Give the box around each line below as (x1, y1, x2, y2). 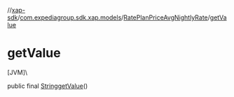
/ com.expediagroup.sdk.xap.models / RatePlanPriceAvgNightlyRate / (17, 13, 210, 22)
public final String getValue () (7, 82, 88, 90)
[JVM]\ (7, 68, 28, 76)
